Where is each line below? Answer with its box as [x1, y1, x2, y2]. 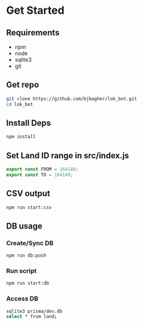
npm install [6, 134, 36, 140]
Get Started [6, 4, 64, 17]
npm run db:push [6, 252, 46, 258]
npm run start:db [6, 280, 49, 287]
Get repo [6, 80, 39, 90]
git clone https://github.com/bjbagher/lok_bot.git [6, 95, 137, 102]
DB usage [6, 221, 43, 231]
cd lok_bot [6, 101, 33, 107]
